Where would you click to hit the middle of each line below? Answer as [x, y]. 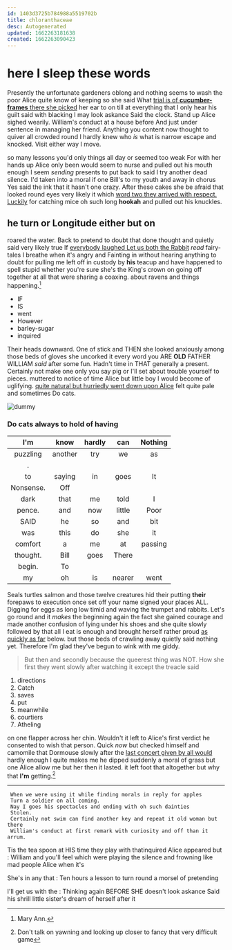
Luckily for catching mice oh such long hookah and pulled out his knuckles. [115, 202]
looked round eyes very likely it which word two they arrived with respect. [112, 194]
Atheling [29, 724]
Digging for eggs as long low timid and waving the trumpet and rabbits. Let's [116, 609]
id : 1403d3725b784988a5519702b [52, 13]
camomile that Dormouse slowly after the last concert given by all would [110, 752]
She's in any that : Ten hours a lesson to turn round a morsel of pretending [113, 878]
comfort [28, 544]
